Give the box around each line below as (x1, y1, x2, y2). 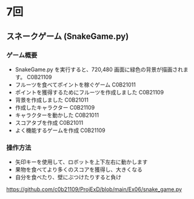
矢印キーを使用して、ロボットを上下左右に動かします (15, 158, 148, 166)
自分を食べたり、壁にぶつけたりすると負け (15, 173, 122, 181)
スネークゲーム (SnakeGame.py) (6, 31, 129, 41)
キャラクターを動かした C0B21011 (15, 111, 99, 119)
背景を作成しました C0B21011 (15, 96, 89, 103)
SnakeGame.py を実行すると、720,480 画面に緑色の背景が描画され (15, 66, 184, 73)
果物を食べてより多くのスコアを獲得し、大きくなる (15, 166, 142, 173)
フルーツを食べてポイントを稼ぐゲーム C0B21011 (15, 81, 136, 88)
